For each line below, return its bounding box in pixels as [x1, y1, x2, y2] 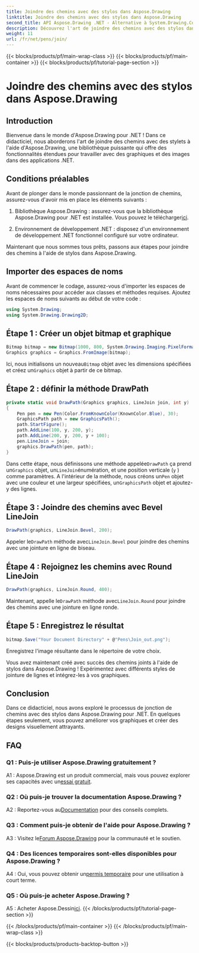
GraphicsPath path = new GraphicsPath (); [17, 416, 120, 422]
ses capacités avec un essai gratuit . [6, 778, 92, 785]
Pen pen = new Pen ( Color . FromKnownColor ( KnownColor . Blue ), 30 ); [17, 411, 179, 417]
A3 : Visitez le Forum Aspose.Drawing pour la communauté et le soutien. [6, 834, 182, 841]
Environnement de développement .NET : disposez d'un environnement [14, 225, 190, 232]
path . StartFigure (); [17, 422, 68, 428]
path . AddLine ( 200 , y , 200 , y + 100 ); [17, 433, 110, 439]
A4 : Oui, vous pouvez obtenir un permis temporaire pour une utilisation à [6, 870, 184, 877]
